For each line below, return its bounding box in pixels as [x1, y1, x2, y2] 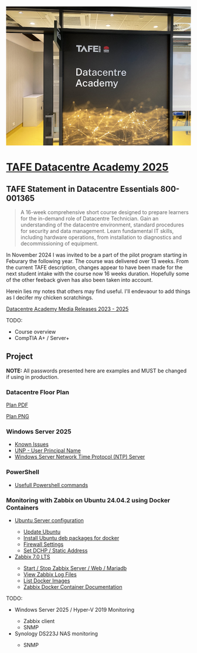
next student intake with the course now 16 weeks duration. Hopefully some [6, 270, 189, 277]
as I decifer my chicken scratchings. [6, 294, 94, 301]
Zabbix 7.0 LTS [14, 554, 50, 560]
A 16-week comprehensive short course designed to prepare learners [20, 209, 189, 215]
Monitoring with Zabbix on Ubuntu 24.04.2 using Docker [6, 496, 171, 504]
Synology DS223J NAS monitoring [14, 630, 98, 637]
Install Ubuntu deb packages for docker [23, 535, 120, 541]
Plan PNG [6, 413, 29, 420]
